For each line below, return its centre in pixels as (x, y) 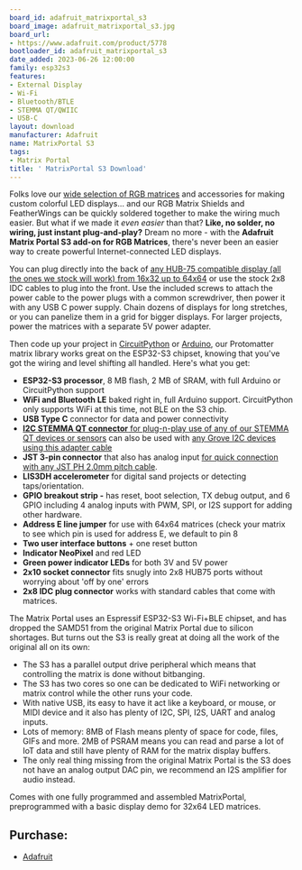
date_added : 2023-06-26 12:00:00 (72, 60)
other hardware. (52, 515)
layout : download (42, 127)
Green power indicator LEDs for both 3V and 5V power (125, 563)
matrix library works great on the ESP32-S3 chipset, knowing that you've (145, 353)
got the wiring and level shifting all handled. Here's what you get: (130, 363)
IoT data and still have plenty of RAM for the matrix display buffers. (146, 751)
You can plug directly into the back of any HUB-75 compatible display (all (145, 269)
